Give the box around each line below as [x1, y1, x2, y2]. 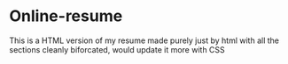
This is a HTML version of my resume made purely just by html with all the [9, 35, 279, 46]
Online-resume [9, 6, 123, 26]
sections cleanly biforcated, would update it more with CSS [9, 44, 226, 54]
